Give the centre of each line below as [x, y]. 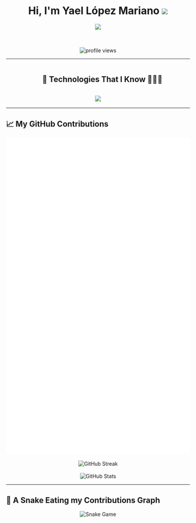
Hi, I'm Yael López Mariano [94, 11]
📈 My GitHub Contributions [57, 124]
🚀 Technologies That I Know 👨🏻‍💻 [102, 79]
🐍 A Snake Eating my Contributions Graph [83, 500]
